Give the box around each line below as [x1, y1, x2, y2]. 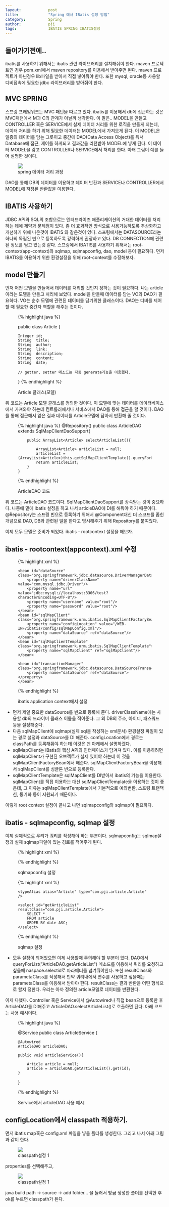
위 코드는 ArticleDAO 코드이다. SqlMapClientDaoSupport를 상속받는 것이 [5, 499, 151, 505]
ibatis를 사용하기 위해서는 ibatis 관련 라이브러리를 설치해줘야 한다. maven [5, 60, 150, 66]
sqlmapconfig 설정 [18, 870, 56, 875]
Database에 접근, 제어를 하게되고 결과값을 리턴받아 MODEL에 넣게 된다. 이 [5, 140, 152, 146]
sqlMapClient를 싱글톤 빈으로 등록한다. [18, 766, 95, 772]
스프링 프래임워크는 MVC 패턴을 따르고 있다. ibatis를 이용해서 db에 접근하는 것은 [5, 108, 164, 114]
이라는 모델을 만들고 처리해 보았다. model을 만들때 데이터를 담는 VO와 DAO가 [5, 291, 157, 297]
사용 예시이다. [10, 1010, 38, 1016]
